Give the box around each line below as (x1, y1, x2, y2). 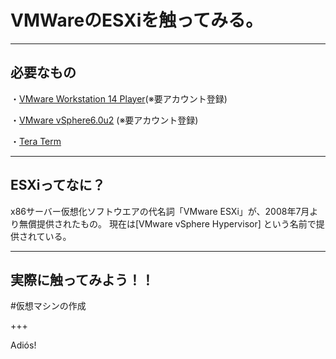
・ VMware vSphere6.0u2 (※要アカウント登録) (10, 114, 199, 126)
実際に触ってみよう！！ (10, 271, 155, 288)
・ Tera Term (10, 135, 62, 147)
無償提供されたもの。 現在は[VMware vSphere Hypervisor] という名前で (18, 217, 317, 230)
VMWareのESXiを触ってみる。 (10, 9, 263, 32)
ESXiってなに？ (10, 177, 106, 194)
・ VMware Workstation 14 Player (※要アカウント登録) (10, 92, 228, 105)
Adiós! (10, 339, 37, 351)
